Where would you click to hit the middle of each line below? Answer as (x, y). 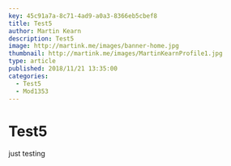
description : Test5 (41, 38)
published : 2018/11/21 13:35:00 (63, 69)
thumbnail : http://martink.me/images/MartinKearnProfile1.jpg (115, 53)
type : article (32, 62)
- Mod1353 (32, 91)
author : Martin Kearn (45, 31)
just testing (27, 154)
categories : (28, 76)
